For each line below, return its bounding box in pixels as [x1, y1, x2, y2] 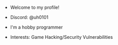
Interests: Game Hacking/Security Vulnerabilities [10, 34, 113, 40]
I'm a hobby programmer [10, 24, 63, 30]
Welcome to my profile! [10, 5, 60, 10]
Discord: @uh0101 [10, 14, 49, 20]
